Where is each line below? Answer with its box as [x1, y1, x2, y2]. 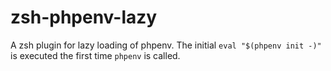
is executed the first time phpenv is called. [10, 49, 181, 61]
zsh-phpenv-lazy [10, 6, 158, 29]
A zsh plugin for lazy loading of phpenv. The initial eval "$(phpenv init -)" [10, 39, 322, 51]
